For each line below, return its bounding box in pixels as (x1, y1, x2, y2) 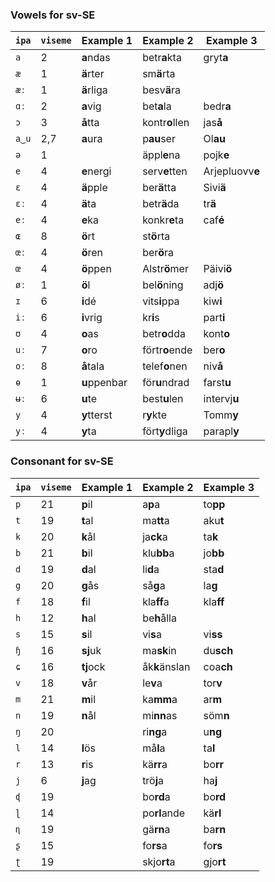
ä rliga (81, 83, 108, 97)
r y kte (142, 408, 167, 422)
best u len (142, 392, 184, 406)
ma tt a (142, 513, 170, 527)
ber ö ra (142, 246, 175, 260)
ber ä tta (142, 181, 177, 195)
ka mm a (142, 692, 178, 706)
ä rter (81, 67, 105, 81)
